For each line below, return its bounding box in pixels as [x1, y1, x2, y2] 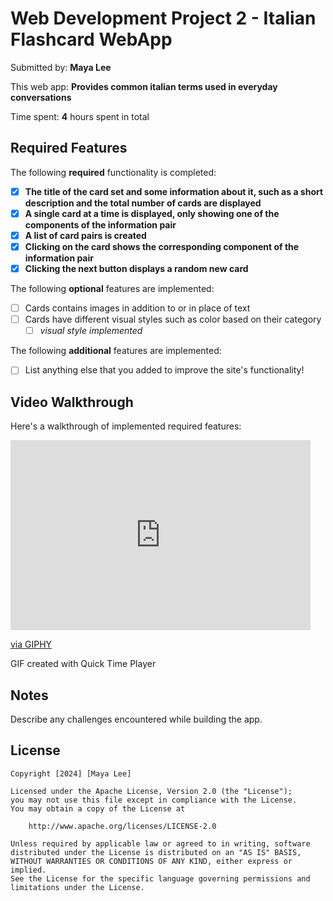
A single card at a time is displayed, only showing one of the [24, 207, 280, 219]
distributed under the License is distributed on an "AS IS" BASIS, [10, 847, 302, 857]
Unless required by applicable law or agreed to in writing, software [10, 838, 311, 849]
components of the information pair [24, 218, 177, 231]
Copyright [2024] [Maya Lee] [10, 768, 132, 779]
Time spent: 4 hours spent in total [10, 110, 150, 122]
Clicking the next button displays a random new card [24, 263, 249, 274]
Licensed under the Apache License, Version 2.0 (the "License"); [10, 786, 293, 796]
